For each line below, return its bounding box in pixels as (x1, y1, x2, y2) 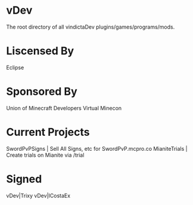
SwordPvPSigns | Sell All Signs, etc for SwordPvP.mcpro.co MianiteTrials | (6, 145, 188, 152)
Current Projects (6, 126, 90, 139)
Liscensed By (6, 44, 74, 58)
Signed (6, 172, 42, 185)
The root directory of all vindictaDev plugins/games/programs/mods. (6, 23, 175, 30)
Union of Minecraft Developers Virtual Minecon (6, 104, 122, 111)
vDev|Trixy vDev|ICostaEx (6, 192, 70, 199)
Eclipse (6, 64, 24, 71)
